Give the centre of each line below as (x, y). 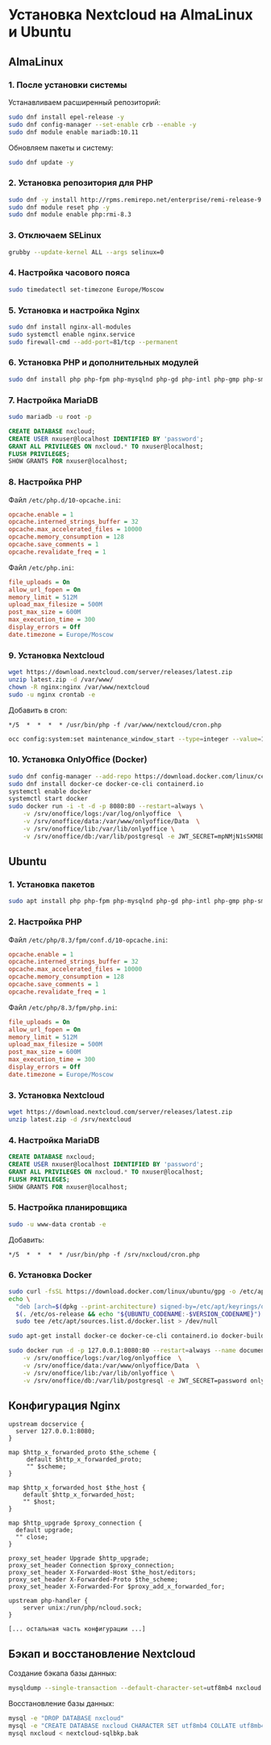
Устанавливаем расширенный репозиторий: (85, 102)
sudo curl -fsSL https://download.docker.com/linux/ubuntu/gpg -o (122, 1291)
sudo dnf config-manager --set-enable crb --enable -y (102, 124)
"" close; (32, 1538)
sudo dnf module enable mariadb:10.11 (73, 132)
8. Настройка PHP (45, 482)
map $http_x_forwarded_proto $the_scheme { (83, 1453)
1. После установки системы (68, 85)
